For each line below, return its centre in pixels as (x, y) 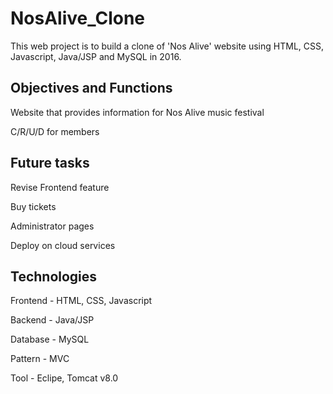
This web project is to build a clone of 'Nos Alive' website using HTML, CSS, (167, 46)
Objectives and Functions (91, 88)
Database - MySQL (50, 339)
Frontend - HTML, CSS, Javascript (81, 301)
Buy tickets (33, 206)
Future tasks (50, 163)
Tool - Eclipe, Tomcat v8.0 (64, 378)
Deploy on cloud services (63, 245)
